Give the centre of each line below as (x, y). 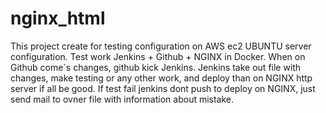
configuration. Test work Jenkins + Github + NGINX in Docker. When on (158, 56)
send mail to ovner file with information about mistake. (122, 99)
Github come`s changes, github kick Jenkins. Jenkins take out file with (156, 67)
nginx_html (58, 18)
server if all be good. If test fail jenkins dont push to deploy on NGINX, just (163, 88)
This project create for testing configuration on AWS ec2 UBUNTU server (161, 46)
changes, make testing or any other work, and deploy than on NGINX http (161, 78)
